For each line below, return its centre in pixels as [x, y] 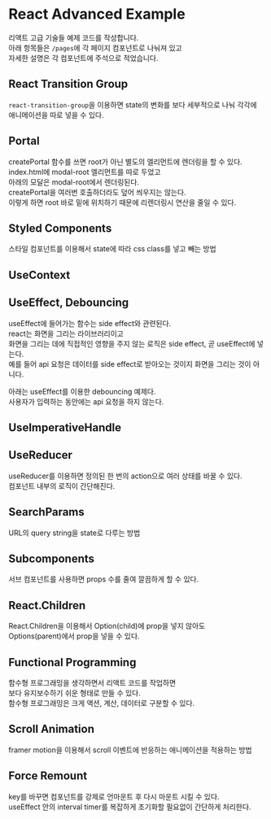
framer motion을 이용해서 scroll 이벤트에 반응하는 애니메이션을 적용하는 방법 [130, 750]
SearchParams [47, 512]
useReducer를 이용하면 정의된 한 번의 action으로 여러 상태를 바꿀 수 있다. [125, 476]
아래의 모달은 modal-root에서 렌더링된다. [74, 182]
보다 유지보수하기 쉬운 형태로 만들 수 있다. [74, 693]
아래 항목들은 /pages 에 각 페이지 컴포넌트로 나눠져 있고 [95, 48]
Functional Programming [72, 662]
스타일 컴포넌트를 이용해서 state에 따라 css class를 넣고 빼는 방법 [113, 249]
